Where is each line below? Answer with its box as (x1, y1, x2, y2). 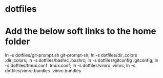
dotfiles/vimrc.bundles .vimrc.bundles (5, 68, 81, 74)
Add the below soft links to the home (5, 26, 157, 37)
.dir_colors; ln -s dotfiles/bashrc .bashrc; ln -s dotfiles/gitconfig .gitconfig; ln (5, 58, 159, 63)
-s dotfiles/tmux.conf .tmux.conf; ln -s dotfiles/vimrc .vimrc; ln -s (5, 62, 136, 69)
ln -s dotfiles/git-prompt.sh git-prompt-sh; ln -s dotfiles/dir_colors (5, 52, 138, 58)
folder (5, 36, 30, 47)
